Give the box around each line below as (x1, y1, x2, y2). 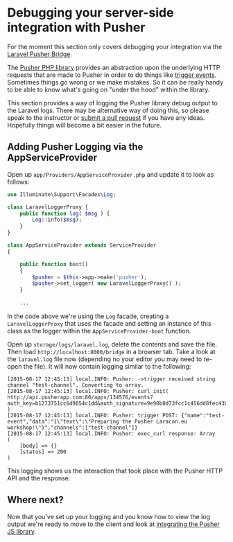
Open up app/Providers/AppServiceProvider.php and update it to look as (7, 170, 214, 178)
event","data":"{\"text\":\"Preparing (7, 418, 119, 425)
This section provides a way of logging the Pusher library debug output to (7, 98, 218, 107)
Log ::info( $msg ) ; (32, 216, 82, 223)
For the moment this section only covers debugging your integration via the (7, 42, 223, 51)
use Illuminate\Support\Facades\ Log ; (7, 191, 116, 198)
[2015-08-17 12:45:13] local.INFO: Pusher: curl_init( (7, 387, 169, 394)
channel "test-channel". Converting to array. (7, 381, 144, 389)
